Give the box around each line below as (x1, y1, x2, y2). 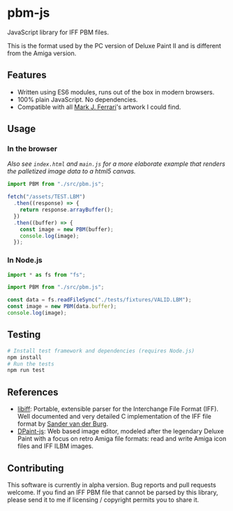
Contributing (7, 462, 64, 474)
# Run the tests (7, 360, 54, 368)
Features (7, 69, 47, 81)
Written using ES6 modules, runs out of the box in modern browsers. (17, 87, 215, 96)
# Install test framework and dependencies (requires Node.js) (7, 347, 195, 354)
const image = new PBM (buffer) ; (20, 226, 114, 233)
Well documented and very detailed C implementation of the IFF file (17, 412, 211, 421)
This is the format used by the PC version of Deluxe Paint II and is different (7, 41, 222, 50)
